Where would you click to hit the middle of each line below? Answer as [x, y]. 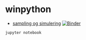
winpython [28, 9]
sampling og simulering [37, 23]
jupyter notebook [23, 32]
